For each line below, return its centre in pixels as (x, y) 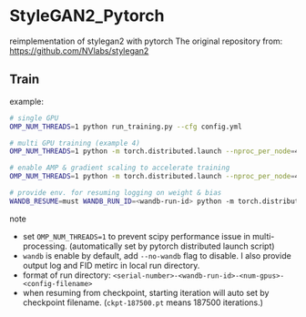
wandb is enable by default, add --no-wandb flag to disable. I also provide (157, 255)
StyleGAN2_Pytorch (87, 16)
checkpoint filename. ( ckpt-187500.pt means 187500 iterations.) (143, 302)
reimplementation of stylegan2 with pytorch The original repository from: (146, 41)
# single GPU (34, 118)
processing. (45, 246)
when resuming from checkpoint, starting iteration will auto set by (146, 292)
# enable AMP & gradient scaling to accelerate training (120, 168)
